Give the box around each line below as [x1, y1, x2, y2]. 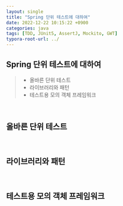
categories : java [6, 25, 49, 31]
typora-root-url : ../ [6, 36, 60, 42]
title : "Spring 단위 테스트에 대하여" [6, 14, 90, 20]
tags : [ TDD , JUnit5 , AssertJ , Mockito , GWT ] [6, 31, 118, 37]
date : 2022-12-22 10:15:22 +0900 [6, 20, 89, 25]
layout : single [6, 8, 44, 15]
